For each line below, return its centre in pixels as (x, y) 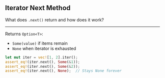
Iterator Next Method (38, 8)
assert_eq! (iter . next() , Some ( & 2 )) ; (42, 66)
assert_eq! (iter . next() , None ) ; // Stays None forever (63, 71)
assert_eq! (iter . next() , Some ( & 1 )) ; (42, 62)
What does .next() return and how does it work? (55, 19)
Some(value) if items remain (40, 43)
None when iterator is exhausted (44, 48)
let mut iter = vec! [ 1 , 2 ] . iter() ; (41, 57)
